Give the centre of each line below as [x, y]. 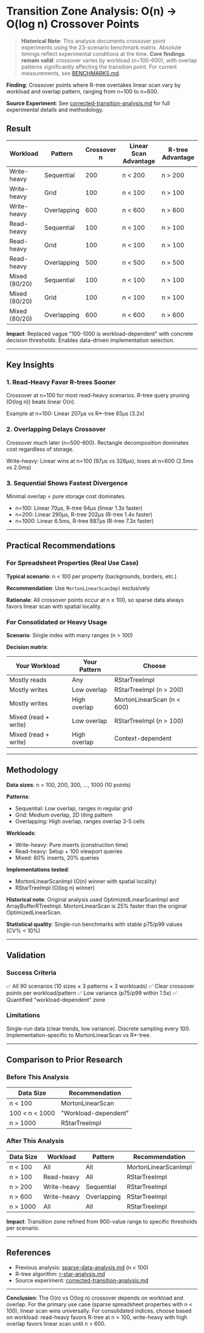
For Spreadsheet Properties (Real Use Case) [73, 563]
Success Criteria [31, 973]
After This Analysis [35, 1141]
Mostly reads [28, 680]
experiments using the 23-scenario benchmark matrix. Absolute [101, 47]
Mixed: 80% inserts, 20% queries [57, 857]
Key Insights [30, 365]
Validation [26, 955]
